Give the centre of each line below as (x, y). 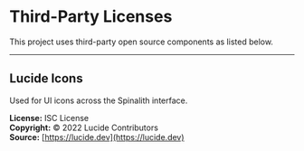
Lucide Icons (46, 79)
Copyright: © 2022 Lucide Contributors (84, 127)
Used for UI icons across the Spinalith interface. (99, 100)
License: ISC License (49, 118)
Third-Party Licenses (91, 17)
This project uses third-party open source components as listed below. (142, 42)
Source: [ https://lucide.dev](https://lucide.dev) (97, 137)
